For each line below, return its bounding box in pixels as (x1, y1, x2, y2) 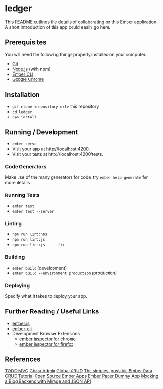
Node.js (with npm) (12, 66, 51, 72)
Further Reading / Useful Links (5, 308, 99, 316)
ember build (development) (12, 265, 67, 271)
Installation (5, 91, 40, 99)
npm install (12, 115, 36, 119)
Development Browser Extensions (12, 331, 80, 336)
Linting (5, 220, 22, 227)
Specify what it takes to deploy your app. (5, 293, 88, 299)
